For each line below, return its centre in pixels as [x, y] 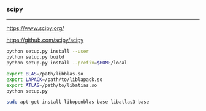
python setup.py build [35, 57]
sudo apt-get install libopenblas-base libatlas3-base [78, 102]
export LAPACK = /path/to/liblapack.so [55, 79]
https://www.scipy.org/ [35, 28]
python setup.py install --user [48, 52]
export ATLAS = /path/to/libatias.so [52, 85]
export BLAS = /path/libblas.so [45, 74]
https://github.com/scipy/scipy [45, 40]
